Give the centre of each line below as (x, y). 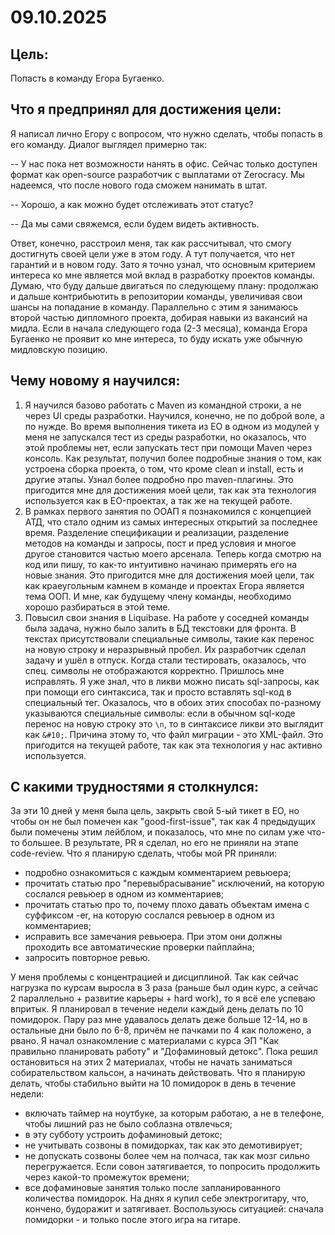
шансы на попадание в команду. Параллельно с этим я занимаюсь (154, 307)
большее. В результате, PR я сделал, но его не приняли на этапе (160, 843)
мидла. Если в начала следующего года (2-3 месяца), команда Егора (159, 328)
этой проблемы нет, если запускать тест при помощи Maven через (168, 447)
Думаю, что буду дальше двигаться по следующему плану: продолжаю (164, 285)
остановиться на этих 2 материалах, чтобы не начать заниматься (151, 1062)
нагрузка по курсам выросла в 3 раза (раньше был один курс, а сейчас (164, 988)
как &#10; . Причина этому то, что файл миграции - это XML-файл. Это (174, 734)
